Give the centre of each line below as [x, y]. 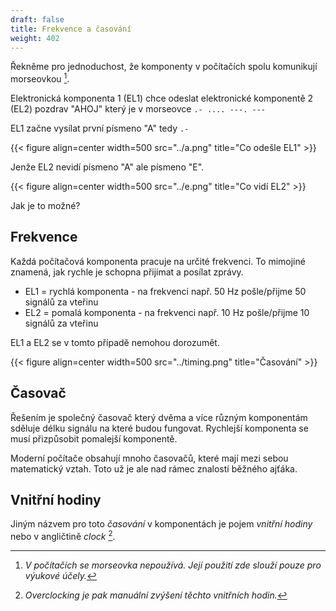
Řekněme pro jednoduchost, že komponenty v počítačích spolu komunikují [164, 67]
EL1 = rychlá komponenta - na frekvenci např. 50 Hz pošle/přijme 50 [165, 291]
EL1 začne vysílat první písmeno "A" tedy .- [100, 128]
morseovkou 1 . [40, 78]
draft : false [37, 19]
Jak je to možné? [45, 206]
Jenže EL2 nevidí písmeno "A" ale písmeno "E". [107, 167]
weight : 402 [35, 38]
